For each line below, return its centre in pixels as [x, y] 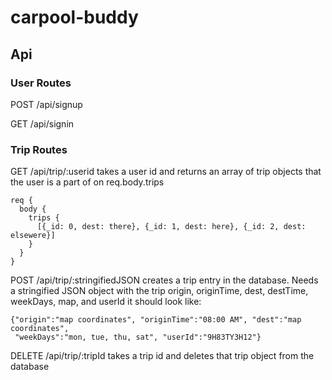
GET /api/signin [42, 123]
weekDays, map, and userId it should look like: [106, 302]
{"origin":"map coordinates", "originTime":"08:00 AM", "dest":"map [156, 320]
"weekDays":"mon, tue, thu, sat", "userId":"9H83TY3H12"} [138, 337]
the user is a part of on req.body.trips [87, 182]
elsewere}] [33, 236]
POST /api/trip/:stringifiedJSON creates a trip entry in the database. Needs [164, 280]
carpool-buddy [74, 17]
